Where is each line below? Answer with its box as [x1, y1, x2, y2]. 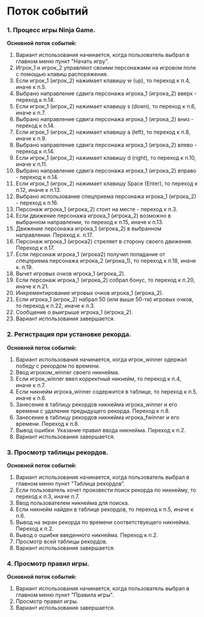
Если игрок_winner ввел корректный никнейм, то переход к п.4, [15, 375, 182, 382]
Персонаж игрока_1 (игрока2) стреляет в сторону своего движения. [15, 238, 193, 245]
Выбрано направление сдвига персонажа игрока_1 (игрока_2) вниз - [15, 116, 194, 123]
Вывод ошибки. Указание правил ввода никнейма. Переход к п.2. [15, 426, 186, 434]
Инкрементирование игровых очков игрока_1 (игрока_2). [15, 289, 164, 297]
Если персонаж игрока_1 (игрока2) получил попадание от [15, 251, 165, 258]
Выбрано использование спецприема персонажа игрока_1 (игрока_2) [15, 193, 197, 200]
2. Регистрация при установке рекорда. [7, 330, 132, 338]
